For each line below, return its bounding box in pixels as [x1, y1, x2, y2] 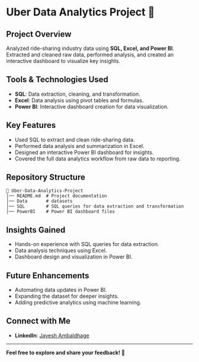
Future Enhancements [6, 270, 90, 281]
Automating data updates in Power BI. [14, 287, 107, 294]
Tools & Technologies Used [6, 74, 108, 85]
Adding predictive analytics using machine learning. [14, 299, 142, 306]
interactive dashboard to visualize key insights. [6, 58, 120, 64]
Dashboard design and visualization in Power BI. [14, 253, 133, 260]
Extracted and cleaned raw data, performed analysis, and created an [6, 51, 174, 58]
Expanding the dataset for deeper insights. [14, 292, 119, 300]
